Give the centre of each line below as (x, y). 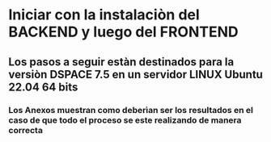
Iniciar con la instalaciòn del (104, 15)
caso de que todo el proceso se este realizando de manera (125, 120)
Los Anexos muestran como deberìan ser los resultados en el (131, 110)
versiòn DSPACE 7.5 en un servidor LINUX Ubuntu (135, 74)
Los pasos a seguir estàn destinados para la (121, 62)
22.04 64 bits (43, 87)
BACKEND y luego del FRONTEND (123, 32)
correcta (25, 130)
